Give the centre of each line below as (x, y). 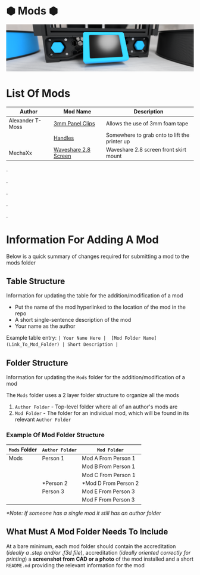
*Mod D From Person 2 (110, 483)
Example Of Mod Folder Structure (56, 435)
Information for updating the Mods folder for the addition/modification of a (96, 377)
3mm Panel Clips (74, 124)
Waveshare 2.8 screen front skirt (146, 150)
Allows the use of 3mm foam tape (147, 124)
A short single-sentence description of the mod (73, 320)
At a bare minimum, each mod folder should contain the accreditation (91, 546)
